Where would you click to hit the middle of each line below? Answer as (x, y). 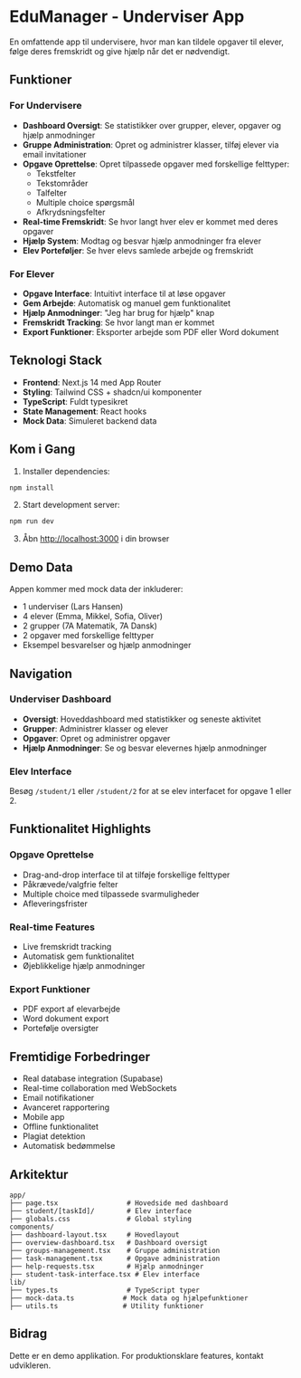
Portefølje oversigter (61, 1029)
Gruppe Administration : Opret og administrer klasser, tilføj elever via (150, 144)
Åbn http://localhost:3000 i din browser (96, 539)
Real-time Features (52, 927)
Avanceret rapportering (66, 1107)
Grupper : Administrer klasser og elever (95, 728)
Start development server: (71, 505)
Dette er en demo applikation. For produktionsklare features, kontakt (136, 1355)
